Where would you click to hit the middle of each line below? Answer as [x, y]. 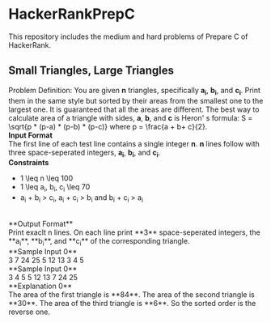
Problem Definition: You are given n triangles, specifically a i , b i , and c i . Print [135, 91]
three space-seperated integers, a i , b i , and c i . [85, 153]
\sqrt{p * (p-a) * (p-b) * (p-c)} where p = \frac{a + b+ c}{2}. [108, 126]
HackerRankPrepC [72, 14]
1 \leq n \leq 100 [47, 178]
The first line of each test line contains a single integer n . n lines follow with [134, 143]
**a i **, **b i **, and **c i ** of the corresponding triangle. [99, 242]
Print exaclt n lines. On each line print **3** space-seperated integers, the [134, 232]
